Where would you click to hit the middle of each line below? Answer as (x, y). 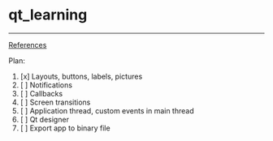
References (28, 45)
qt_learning (48, 15)
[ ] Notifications (46, 85)
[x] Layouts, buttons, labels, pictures (81, 76)
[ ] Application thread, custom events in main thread (107, 110)
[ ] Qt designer (44, 119)
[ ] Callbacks (41, 93)
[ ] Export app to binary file (65, 128)
